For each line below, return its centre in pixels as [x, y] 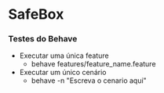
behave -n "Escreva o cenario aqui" [89, 80]
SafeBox [36, 14]
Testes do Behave [43, 39]
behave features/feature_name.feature [93, 64]
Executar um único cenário [63, 73]
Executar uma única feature [64, 55]
